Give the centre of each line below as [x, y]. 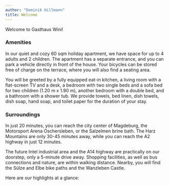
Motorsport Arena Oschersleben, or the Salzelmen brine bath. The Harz [80, 131]
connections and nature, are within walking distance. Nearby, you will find [83, 163]
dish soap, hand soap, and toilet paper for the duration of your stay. [76, 101]
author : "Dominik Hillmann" [35, 10]
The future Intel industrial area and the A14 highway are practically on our [82, 152]
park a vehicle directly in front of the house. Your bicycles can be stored [81, 64]
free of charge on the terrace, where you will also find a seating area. [78, 70]
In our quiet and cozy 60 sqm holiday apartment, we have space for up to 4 [84, 54]
